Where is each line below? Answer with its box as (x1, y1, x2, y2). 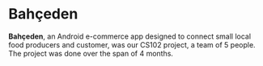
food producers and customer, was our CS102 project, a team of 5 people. (8, 39, 257, 49)
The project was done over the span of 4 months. (8, 48, 174, 58)
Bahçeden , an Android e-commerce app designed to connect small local (8, 31, 252, 41)
